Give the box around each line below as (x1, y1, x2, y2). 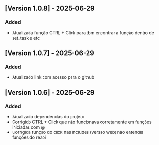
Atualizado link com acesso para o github (12, 74, 95, 80)
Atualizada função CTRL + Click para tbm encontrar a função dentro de (12, 29, 155, 36)
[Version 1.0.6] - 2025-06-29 (5, 88, 95, 97)
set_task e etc (12, 35, 40, 41)
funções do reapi (12, 134, 46, 140)
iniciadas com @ (12, 124, 45, 130)
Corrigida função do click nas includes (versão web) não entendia (12, 130, 144, 135)
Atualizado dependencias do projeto (12, 114, 85, 120)
